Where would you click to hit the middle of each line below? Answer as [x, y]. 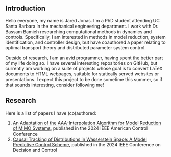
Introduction [26, 8]
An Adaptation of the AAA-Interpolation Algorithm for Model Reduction [87, 123]
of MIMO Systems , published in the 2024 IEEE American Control [80, 128]
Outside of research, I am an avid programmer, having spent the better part [84, 58]
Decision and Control [35, 150]
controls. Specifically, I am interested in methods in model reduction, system [86, 37]
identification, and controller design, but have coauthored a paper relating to [86, 42]
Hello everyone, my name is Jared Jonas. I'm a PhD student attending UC [82, 20]
